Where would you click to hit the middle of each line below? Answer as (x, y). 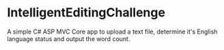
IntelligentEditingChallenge (86, 13)
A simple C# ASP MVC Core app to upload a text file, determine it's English (112, 32)
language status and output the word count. (69, 38)
